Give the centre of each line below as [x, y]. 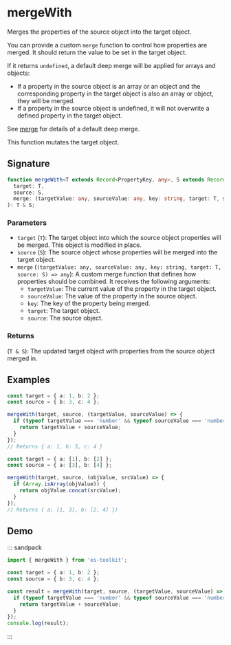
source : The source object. [65, 318]
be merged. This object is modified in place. [79, 245]
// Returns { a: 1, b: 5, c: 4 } [55, 446]
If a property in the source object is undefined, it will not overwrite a [113, 108]
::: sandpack [25, 547]
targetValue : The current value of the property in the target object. [122, 289]
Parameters [27, 223]
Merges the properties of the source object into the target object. [99, 32]
